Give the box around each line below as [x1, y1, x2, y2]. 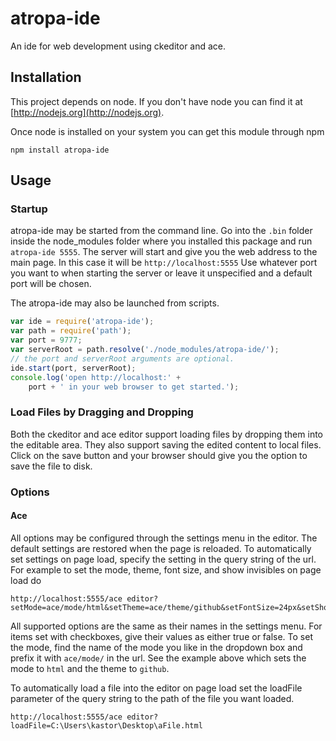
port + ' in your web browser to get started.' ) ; [28, 382, 240, 392]
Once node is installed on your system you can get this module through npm [10, 125, 325, 137]
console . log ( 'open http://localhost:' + [10, 372, 182, 382]
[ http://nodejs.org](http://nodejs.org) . [10, 106, 165, 118]
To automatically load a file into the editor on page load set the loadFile [10, 682, 303, 694]
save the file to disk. [10, 460, 93, 472]
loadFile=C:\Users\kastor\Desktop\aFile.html [10, 720, 203, 731]
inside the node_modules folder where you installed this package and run [10, 235, 313, 247]
